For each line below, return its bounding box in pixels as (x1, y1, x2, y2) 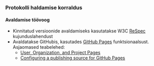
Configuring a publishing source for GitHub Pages (20, 55, 125, 61)
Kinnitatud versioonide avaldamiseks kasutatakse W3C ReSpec (12, 28, 146, 34)
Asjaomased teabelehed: (12, 44, 65, 50)
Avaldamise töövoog (5, 17, 50, 23)
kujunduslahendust (12, 34, 53, 40)
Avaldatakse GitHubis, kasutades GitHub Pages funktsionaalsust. (12, 39, 149, 45)
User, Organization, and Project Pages (20, 50, 101, 56)
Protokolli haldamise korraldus (5, 4, 83, 11)
